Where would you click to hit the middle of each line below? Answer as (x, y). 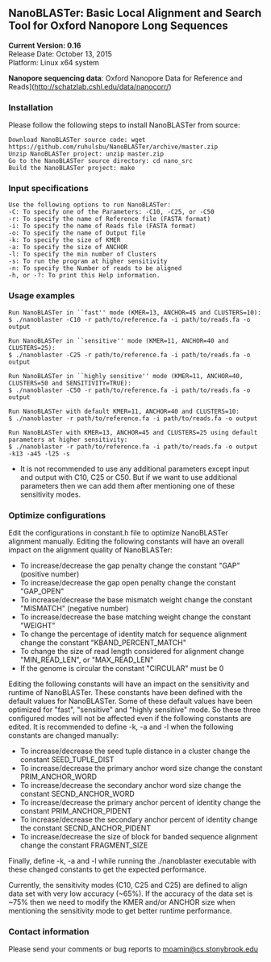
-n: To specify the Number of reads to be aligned (95, 269)
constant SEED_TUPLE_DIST (67, 760)
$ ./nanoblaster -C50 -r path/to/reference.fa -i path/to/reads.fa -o (129, 390)
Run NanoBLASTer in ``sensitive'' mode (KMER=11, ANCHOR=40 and (119, 341)
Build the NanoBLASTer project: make (72, 169)
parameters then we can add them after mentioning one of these (127, 485)
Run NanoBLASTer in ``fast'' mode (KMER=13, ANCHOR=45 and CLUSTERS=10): (135, 312)
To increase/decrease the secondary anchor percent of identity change (139, 819)
